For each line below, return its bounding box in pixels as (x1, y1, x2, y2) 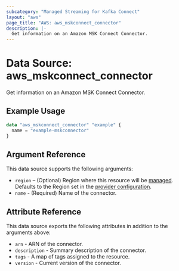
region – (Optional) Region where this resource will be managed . (14, 177, 174, 184)
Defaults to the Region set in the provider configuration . (14, 183, 152, 191)
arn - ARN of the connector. (14, 241, 84, 248)
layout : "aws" (6, 14, 42, 20)
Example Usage (6, 106, 66, 116)
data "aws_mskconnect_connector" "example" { (6, 122, 121, 128)
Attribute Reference (6, 207, 82, 217)
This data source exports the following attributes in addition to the (6, 223, 168, 230)
